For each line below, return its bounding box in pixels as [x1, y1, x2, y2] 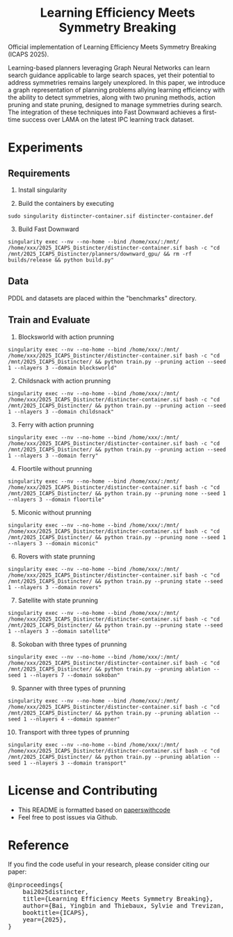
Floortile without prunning [17, 464, 93, 472]
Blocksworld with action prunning [17, 333, 114, 341]
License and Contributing [8, 783, 158, 798]
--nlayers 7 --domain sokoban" [29, 671, 120, 679]
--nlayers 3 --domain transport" [29, 760, 127, 767]
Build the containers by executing [17, 199, 114, 207]
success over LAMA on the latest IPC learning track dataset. [22, 115, 194, 123]
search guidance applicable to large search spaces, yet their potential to [8, 71, 215, 79]
